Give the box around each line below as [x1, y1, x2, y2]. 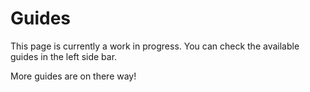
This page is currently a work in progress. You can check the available [10, 40, 300, 52]
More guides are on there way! [10, 70, 137, 82]
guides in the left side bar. [10, 50, 118, 62]
